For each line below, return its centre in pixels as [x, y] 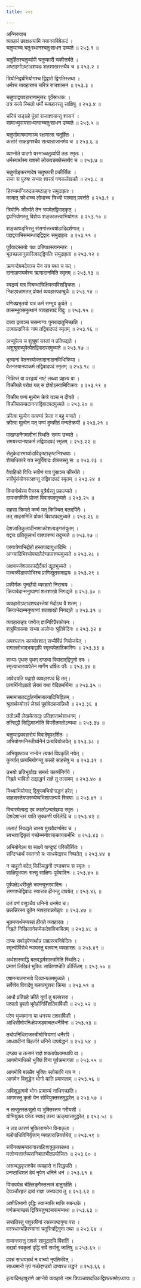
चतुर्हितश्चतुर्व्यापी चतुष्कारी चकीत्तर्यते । [42, 59]
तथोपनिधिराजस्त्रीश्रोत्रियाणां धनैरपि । [40, 1034]
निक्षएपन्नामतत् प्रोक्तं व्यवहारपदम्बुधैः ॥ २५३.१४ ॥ [52, 291]
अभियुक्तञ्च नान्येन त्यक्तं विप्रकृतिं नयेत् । [45, 753]
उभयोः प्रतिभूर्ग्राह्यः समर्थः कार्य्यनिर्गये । [41, 772]
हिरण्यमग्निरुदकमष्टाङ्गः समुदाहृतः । [40, 191]
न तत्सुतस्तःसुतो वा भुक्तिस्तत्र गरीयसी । [44, 1109]
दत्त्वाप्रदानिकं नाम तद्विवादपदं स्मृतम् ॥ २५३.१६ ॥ [52, 329]
